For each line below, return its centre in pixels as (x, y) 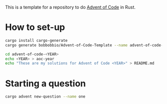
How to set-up (35, 27)
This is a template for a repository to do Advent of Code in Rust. (70, 7)
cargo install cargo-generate (37, 40)
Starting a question (45, 83)
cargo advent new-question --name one (45, 97)
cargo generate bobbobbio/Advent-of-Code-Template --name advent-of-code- (84, 45)
